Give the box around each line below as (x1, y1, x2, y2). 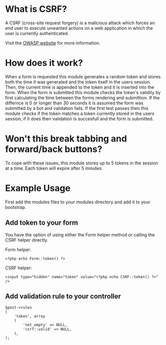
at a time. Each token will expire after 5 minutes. (5, 165, 103, 171)
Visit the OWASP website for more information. (5, 40, 101, 46)
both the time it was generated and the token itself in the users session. (5, 79, 151, 85)
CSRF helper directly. (5, 237, 49, 243)
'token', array (14, 314, 46, 319)
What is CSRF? (5, 3, 67, 15)
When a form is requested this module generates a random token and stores (5, 73, 161, 80)
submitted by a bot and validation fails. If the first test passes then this (5, 105, 149, 111)
